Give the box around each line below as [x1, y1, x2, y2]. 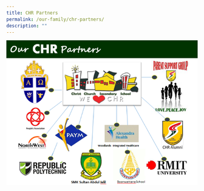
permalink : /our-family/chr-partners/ [6, 16, 104, 23]
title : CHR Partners [6, 10, 59, 16]
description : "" [6, 23, 47, 29]
